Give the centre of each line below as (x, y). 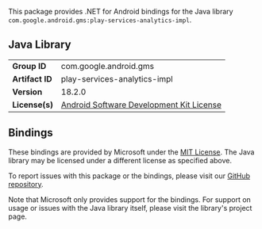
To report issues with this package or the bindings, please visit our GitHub (129, 176)
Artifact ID (32, 78)
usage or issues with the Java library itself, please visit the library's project (130, 208)
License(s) (33, 105)
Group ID (29, 66)
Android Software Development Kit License (141, 105)
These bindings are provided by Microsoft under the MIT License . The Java (131, 152)
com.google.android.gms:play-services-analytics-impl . (100, 20)
